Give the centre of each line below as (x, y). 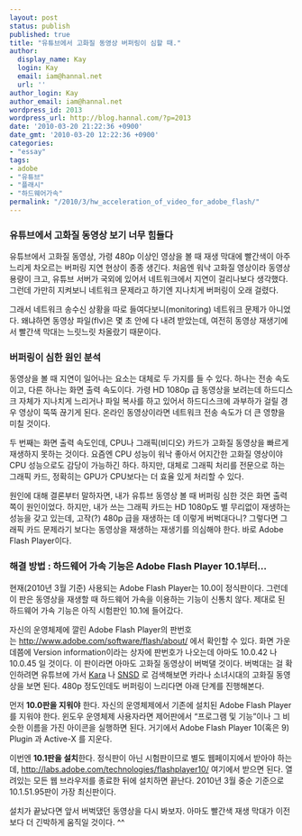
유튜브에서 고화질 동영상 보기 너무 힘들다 (92, 235)
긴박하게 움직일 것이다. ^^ (80, 822)
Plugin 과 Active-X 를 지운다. (61, 739)
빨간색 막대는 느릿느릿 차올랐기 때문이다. (90, 332)
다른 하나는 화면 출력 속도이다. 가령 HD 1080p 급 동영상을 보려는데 (145, 390)
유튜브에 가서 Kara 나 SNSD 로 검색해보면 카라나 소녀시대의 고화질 (157, 674)
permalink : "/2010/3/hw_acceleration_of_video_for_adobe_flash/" (134, 202)
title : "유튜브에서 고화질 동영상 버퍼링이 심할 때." (96, 43)
